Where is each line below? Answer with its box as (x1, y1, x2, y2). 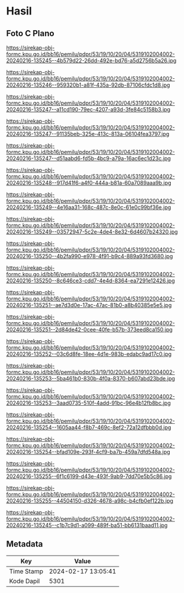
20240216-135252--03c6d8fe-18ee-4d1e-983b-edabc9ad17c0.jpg (6, 350, 172, 358)
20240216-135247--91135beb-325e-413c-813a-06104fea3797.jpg (6, 131, 170, 137)
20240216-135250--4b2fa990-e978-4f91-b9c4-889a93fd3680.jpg (6, 253, 173, 259)
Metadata (6, 539, 43, 549)
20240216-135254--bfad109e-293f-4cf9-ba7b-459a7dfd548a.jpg (6, 449, 171, 455)
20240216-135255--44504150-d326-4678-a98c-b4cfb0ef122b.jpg (6, 497, 174, 504)
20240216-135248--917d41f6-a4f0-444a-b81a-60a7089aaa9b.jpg (6, 179, 172, 186)
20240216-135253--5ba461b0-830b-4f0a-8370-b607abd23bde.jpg (6, 375, 176, 382)
